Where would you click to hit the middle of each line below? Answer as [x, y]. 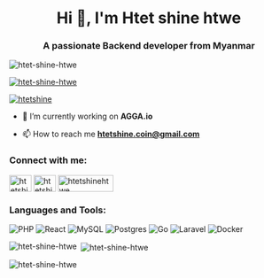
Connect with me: [48, 160]
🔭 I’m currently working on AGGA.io [87, 116]
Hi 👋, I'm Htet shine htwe [149, 18]
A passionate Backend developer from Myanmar [149, 46]
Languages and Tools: [58, 210]
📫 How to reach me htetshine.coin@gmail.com [111, 134]
